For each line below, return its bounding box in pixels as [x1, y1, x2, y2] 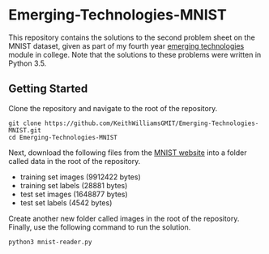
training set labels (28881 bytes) [19, 180, 128, 190]
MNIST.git [8, 126, 42, 135]
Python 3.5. [8, 58, 47, 68]
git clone [8, 119, 42, 127]
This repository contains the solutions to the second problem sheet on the [8, 32, 255, 42]
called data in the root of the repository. [8, 156, 141, 166]
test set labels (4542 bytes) [19, 197, 113, 208]
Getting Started [8, 82, 88, 96]
